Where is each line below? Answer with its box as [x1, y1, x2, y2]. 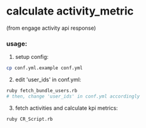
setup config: [15, 53, 49, 61]
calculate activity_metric [6, 4, 134, 18]
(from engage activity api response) [6, 24, 96, 32]
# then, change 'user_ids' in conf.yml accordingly [6, 93, 140, 99]
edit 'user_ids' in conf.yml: [15, 76, 82, 83]
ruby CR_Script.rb [6, 116, 53, 122]
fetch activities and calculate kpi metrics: [15, 104, 118, 112]
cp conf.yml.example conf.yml [6, 65, 83, 71]
